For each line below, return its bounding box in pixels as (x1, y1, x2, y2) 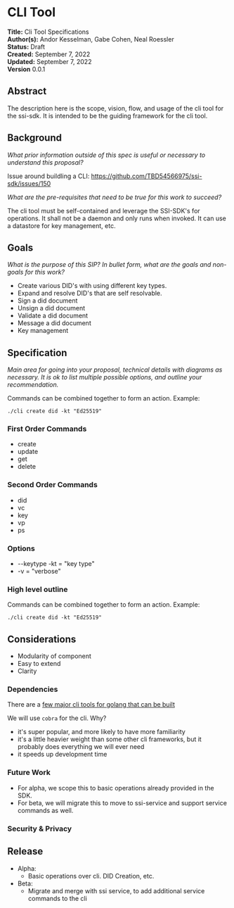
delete (17, 462, 37, 471)
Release (7, 845, 44, 857)
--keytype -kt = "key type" (17, 560, 95, 568)
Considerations (7, 633, 77, 645)
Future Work (7, 768, 51, 778)
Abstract (7, 85, 47, 97)
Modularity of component (17, 652, 91, 660)
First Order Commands (7, 424, 87, 434)
